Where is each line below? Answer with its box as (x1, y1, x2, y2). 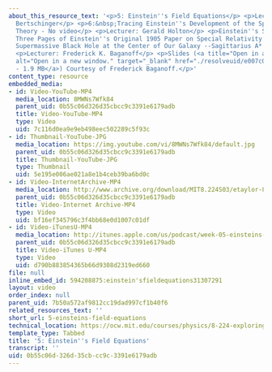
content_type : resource (8, 72, 89, 80)
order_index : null (8, 292, 70, 300)
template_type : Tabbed (8, 329, 85, 337)
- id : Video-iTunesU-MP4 (8, 223, 92, 231)
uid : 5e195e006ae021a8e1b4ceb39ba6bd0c (15, 171, 151, 179)
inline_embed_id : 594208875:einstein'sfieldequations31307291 (8, 276, 223, 284)
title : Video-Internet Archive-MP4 (15, 201, 136, 209)
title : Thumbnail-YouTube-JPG (15, 155, 117, 163)
